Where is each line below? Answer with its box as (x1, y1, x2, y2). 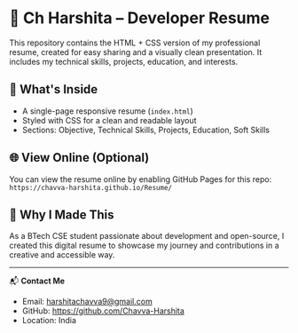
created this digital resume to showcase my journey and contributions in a (9, 240, 279, 251)
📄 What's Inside (9, 82, 98, 97)
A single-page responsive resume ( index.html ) (21, 106, 193, 116)
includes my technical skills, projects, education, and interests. (9, 56, 239, 67)
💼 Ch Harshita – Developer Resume (9, 8, 271, 28)
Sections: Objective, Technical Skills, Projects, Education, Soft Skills (21, 124, 271, 135)
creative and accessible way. (9, 250, 115, 260)
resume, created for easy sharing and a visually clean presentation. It (9, 46, 263, 57)
